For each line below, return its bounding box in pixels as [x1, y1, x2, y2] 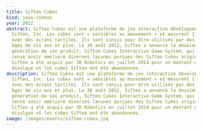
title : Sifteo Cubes [6, 8, 58, 15]
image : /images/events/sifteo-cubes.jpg [6, 115, 109, 121]
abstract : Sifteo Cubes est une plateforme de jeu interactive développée [6, 25, 198, 32]
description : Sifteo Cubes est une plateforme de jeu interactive [6, 71, 176, 77]
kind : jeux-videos [6, 14, 52, 21]
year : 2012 [6, 20, 34, 26]
